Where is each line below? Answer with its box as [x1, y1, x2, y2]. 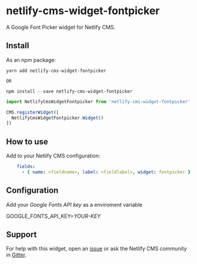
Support [6, 230, 37, 240]
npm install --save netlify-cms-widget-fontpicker [6, 88, 133, 94]
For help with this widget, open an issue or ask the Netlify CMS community [6, 245, 187, 252]
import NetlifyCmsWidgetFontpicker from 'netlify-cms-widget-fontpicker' [6, 98, 191, 104]
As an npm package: [6, 56, 56, 63]
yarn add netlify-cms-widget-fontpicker [6, 68, 107, 74]
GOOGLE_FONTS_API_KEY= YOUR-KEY [6, 212, 101, 219]
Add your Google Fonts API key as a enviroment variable [6, 201, 143, 208]
